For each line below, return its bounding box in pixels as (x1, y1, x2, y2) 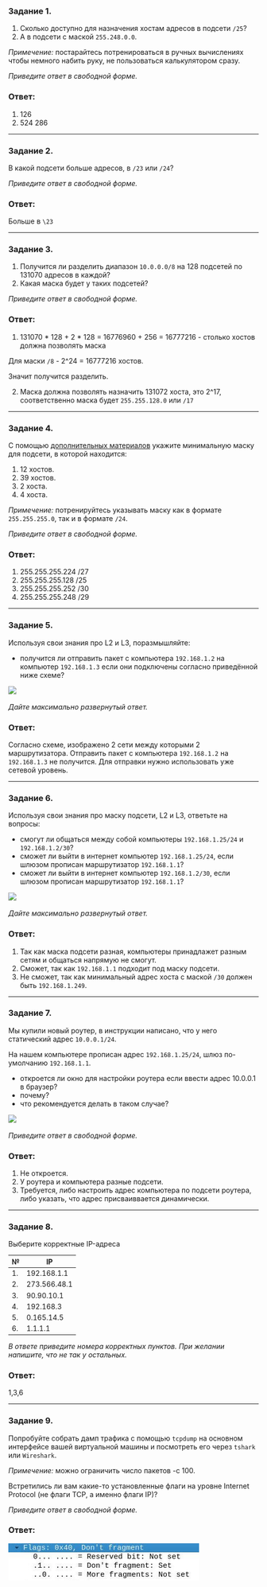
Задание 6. (8, 792, 53, 803)
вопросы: (8, 819, 41, 829)
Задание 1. (8, 6, 52, 17)
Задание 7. (8, 1008, 52, 1019)
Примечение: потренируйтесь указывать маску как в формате (8, 505, 222, 515)
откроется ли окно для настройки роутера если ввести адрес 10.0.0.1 (19, 1073, 256, 1083)
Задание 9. (8, 1415, 53, 1426)
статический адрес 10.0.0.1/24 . (8, 1034, 117, 1044)
